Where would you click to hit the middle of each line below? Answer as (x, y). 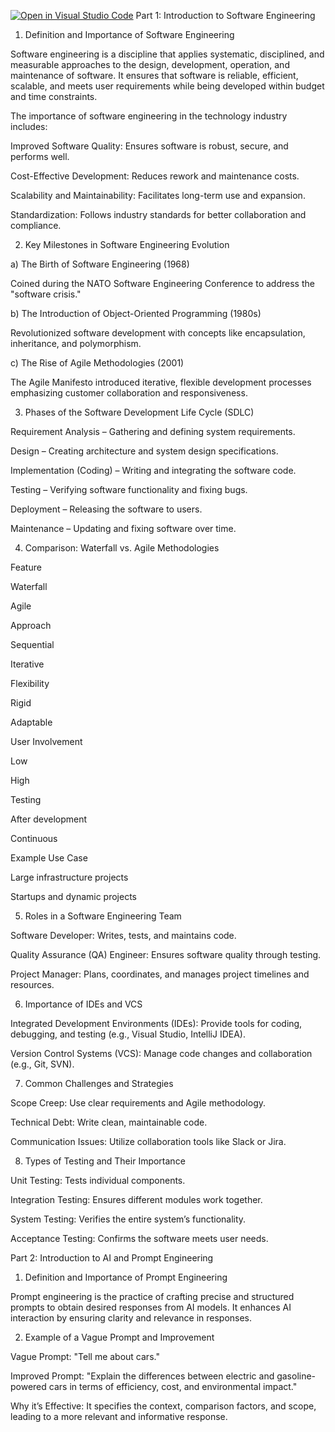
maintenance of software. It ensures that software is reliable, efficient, (154, 75)
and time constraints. (54, 96)
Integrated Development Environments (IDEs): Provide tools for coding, (156, 1023)
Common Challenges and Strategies (99, 1083)
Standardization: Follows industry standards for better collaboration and (158, 214)
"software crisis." (46, 294)
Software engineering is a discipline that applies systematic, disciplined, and (167, 54)
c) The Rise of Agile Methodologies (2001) (97, 363)
